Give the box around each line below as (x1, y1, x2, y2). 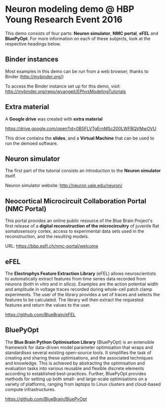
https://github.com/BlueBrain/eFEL (5, 312, 76, 317)
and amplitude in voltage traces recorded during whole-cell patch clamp (5, 286, 152, 292)
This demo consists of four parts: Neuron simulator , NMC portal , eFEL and (5, 30, 159, 36)
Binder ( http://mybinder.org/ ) (5, 73, 64, 80)
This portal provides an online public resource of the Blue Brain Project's (5, 218, 153, 224)
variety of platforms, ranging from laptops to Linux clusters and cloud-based (5, 381, 161, 387)
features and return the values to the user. (5, 302, 91, 308)
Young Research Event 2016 (5, 14, 123, 25)
